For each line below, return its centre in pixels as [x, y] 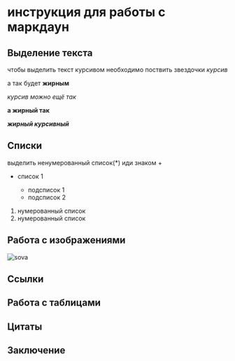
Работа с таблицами [54, 303]
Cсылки [26, 279]
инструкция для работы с [86, 12]
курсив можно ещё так [42, 97]
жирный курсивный [38, 124]
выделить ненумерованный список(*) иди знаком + [85, 162]
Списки [25, 146]
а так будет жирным [38, 83]
